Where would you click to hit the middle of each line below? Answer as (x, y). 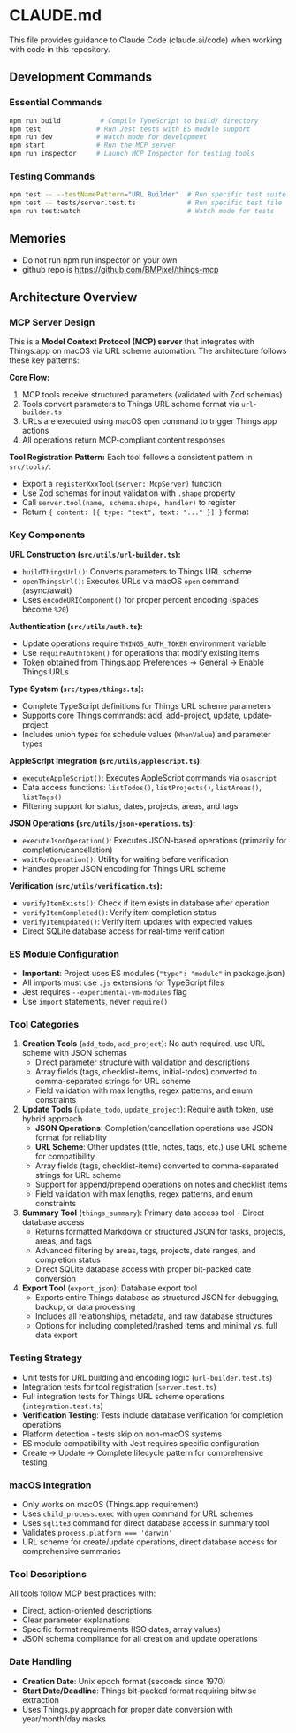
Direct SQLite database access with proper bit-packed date (143, 1269)
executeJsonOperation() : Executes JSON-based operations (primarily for (154, 840)
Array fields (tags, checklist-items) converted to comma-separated (157, 1166)
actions (35, 431)
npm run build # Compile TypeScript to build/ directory (134, 120)
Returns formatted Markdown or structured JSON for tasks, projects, (160, 1232)
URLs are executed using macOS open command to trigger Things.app (149, 421)
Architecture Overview (73, 297)
